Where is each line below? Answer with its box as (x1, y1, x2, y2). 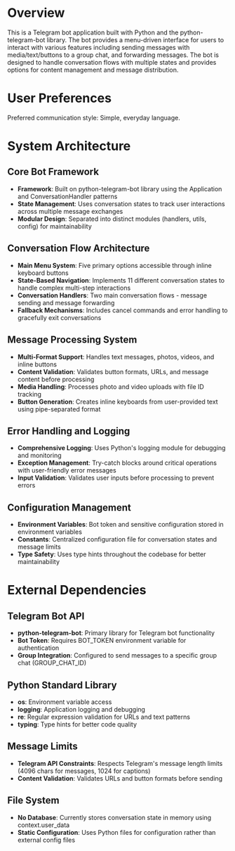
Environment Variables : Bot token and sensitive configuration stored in (17, 520, 224, 529)
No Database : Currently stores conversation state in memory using (17, 813, 212, 821)
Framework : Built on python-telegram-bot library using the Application (17, 184, 222, 193)
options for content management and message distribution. (7, 65, 179, 74)
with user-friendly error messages (17, 466, 117, 475)
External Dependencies (7, 582, 147, 599)
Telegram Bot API (7, 610, 85, 622)
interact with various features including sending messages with (7, 43, 190, 51)
